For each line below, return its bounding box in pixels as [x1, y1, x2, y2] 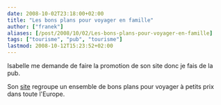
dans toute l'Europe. [7, 90, 65, 98]
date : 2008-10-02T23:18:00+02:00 [7, 10, 104, 17]
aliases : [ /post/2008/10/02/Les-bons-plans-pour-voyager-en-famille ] [7, 29, 213, 37]
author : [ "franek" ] [7, 23, 64, 30]
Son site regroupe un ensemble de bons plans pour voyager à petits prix [7, 83, 214, 90]
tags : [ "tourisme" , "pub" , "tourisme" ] [7, 36, 123, 43]
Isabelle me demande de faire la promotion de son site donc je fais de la [7, 62, 213, 70]
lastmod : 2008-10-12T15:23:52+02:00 [7, 42, 113, 49]
